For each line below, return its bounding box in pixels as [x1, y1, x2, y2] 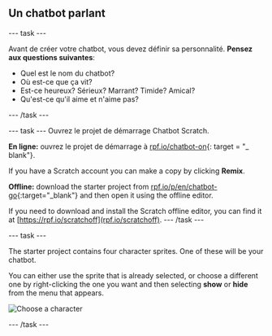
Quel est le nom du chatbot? [19, 68, 115, 78]
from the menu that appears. [8, 288, 104, 298]
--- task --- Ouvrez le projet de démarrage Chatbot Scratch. [8, 125, 209, 135]
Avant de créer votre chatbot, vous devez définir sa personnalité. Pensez [8, 44, 253, 54]
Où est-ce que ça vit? [19, 76, 93, 86]
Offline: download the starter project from [8, 181, 149, 191]
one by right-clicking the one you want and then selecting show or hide [8, 279, 248, 289]
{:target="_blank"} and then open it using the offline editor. [16, 190, 214, 200]
